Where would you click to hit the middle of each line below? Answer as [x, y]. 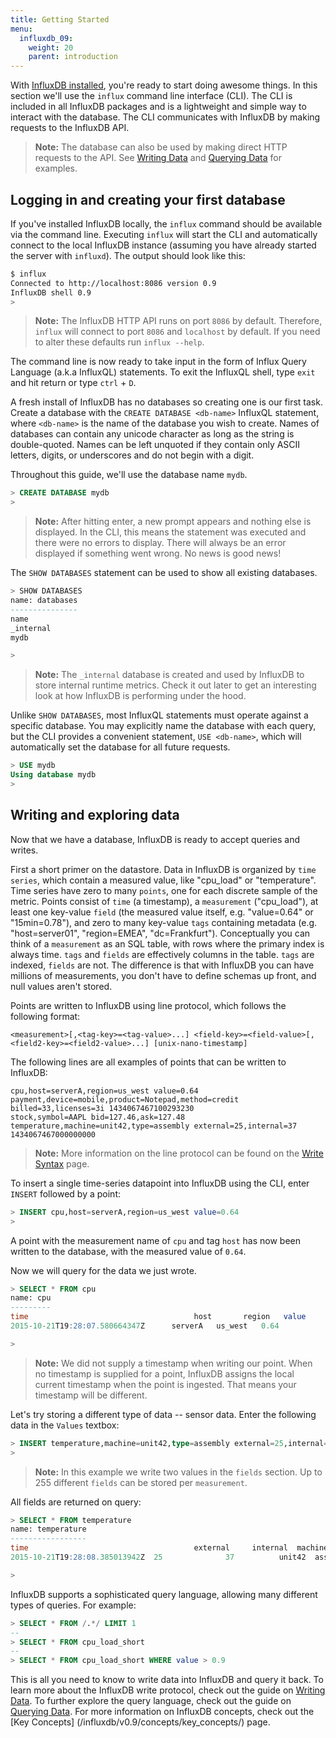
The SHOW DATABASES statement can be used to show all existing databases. [164, 573]
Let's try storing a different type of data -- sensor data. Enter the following [163, 1414]
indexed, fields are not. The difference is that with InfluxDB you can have [162, 965]
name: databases [44, 601]
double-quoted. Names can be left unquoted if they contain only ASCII [155, 445]
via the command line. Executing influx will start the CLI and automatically [164, 234]
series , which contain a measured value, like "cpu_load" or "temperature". [163, 880]
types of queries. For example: [73, 1605]
